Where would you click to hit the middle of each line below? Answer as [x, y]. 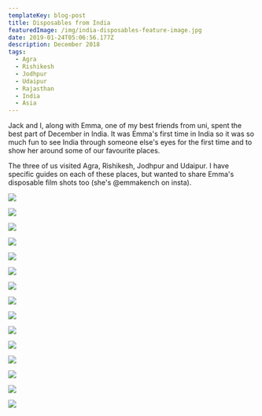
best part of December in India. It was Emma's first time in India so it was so [131, 134]
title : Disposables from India [59, 23]
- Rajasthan [35, 88]
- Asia [26, 103]
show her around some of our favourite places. [84, 151]
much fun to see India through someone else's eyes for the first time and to [130, 142]
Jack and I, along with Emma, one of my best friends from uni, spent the [125, 126]
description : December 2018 [54, 45]
